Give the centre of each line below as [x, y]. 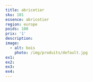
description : [19, 39]
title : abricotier [25, 10]
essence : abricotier [27, 19]
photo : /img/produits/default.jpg [51, 52]
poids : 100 [17, 29]
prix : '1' [16, 34]
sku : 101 [15, 15]
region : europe [21, 24]
